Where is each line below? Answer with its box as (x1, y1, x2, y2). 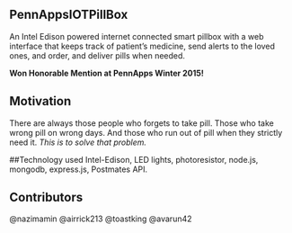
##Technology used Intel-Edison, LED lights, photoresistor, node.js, (9, 154, 259, 165)
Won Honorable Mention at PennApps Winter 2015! (9, 67, 205, 78)
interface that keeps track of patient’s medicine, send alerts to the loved (9, 40, 276, 51)
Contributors (9, 190, 84, 205)
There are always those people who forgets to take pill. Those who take (9, 117, 274, 129)
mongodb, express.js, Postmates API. (9, 164, 148, 175)
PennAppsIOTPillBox (9, 7, 128, 22)
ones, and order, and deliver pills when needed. (9, 49, 186, 61)
